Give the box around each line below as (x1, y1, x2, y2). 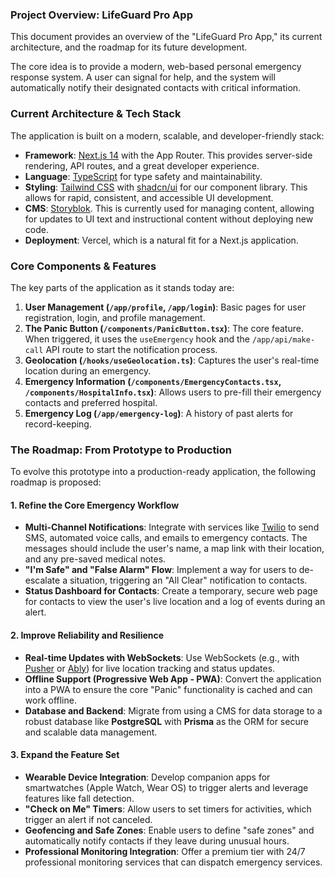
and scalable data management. (24, 726, 158, 738)
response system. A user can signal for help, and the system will (10, 71, 276, 83)
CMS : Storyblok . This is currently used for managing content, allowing (24, 202, 315, 214)
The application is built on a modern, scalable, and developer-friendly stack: (10, 129, 325, 142)
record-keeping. (24, 418, 92, 430)
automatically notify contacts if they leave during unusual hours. (24, 834, 290, 847)
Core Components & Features (10, 259, 157, 273)
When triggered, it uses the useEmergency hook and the (24, 333, 250, 345)
